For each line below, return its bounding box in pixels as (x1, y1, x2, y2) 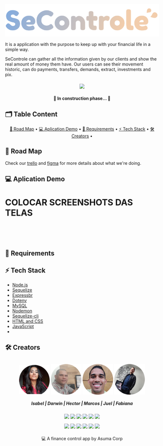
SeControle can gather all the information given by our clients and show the (5, 56, 157, 62)
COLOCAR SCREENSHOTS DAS (5, 197, 133, 208)
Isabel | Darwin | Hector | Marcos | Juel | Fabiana (31, 401, 133, 406)
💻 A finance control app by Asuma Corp (41, 435, 123, 441)
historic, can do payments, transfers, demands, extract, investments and (5, 66, 151, 72)
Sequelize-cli (12, 313, 39, 319)
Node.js (12, 282, 28, 288)
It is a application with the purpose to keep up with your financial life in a (5, 41, 151, 47)
